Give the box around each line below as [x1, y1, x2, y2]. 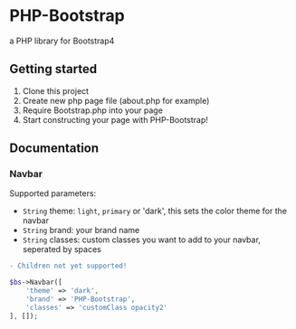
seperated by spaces [22, 244, 101, 255]
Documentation [9, 141, 100, 156]
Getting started [9, 61, 98, 77]
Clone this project [22, 85, 89, 96]
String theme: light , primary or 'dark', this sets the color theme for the [22, 205, 288, 217]
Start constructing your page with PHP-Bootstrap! [22, 114, 208, 125]
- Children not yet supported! [9, 261, 128, 271]
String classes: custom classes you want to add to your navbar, [22, 234, 261, 245]
